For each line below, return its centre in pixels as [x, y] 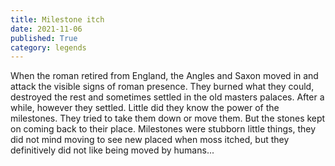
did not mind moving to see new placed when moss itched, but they [150, 140]
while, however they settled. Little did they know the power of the [145, 108]
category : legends [48, 47]
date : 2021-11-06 [46, 29]
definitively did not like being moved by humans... [112, 150]
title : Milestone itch [57, 19]
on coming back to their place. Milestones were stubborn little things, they [163, 129]
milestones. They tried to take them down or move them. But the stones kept [168, 118]
